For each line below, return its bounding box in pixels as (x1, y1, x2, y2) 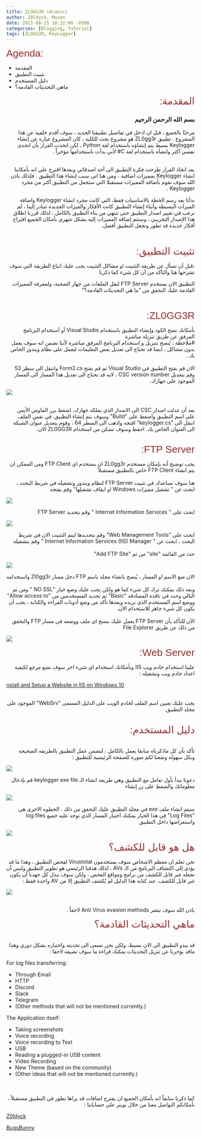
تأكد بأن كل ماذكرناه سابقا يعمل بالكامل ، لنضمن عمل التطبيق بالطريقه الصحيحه (18, 747, 195, 754)
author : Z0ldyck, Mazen (6, 14, 66, 20)
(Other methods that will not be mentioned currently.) (14, 1002, 147, 1010)
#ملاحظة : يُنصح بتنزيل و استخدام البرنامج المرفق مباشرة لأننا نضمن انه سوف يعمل (11, 339, 195, 347)
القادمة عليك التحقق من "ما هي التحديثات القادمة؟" (81, 286, 195, 294)
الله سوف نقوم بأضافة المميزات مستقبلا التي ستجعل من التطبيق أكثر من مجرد (21, 179, 195, 186)
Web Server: (139, 647, 195, 659)
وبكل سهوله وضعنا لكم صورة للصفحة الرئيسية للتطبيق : (72, 754, 195, 761)
